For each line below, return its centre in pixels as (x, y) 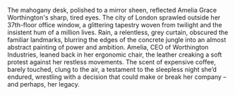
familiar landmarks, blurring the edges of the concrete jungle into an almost (117, 40)
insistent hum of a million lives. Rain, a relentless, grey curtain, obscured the (118, 32)
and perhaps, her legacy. (43, 84)
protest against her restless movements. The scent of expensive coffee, (112, 62)
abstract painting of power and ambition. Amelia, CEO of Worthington (108, 47)
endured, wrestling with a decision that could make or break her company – (117, 77)
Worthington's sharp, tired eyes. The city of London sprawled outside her (114, 17)
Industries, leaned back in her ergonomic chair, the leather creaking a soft (115, 54)
